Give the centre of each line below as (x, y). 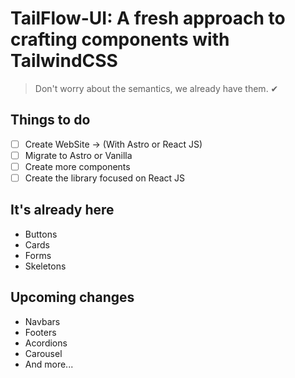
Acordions (46, 343)
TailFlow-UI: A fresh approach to (148, 18)
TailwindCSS (64, 61)
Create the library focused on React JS (105, 178)
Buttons (41, 234)
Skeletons (45, 266)
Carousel (43, 353)
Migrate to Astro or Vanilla (78, 155)
